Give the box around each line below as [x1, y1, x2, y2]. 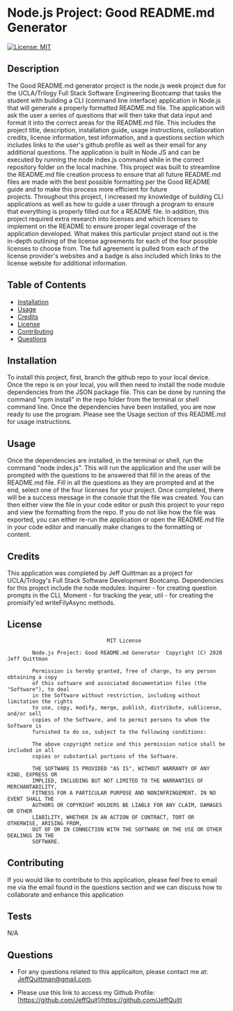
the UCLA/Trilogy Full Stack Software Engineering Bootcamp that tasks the [7, 88, 222, 97]
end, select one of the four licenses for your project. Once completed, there [7, 486, 224, 494]
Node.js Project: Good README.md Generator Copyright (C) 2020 [32, 649, 223, 656]
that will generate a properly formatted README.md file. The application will [7, 103, 225, 112]
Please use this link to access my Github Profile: [17, 989, 155, 997]
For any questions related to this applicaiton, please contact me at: [17, 968, 209, 976]
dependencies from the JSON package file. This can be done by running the [7, 388, 226, 396]
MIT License [106, 637, 141, 644]
